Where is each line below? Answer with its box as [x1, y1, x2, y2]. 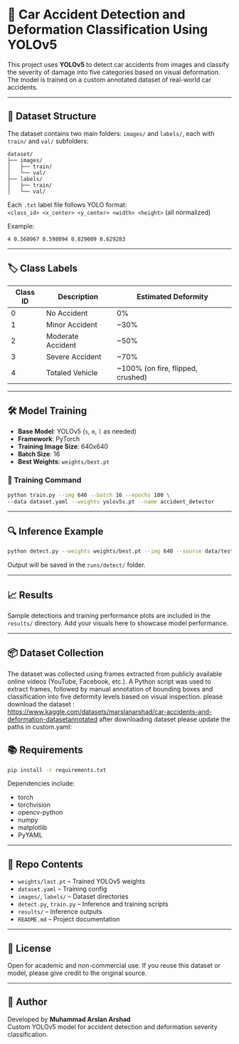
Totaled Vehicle [46, 367, 98, 377]
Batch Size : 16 [17, 450, 60, 459]
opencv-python [17, 808, 63, 817]
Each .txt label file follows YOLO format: [7, 200, 127, 209]
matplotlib [17, 823, 48, 832]
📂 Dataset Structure [7, 110, 97, 122]
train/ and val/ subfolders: [7, 137, 89, 145]
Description [58, 291, 98, 301]
